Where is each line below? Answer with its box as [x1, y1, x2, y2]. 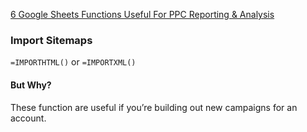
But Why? [10, 79, 52, 91]
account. [10, 112, 47, 124]
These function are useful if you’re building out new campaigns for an [10, 101, 298, 113]
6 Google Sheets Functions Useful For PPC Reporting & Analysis [10, 9, 275, 20]
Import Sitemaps [10, 33, 93, 47]
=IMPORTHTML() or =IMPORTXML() [10, 56, 137, 68]
